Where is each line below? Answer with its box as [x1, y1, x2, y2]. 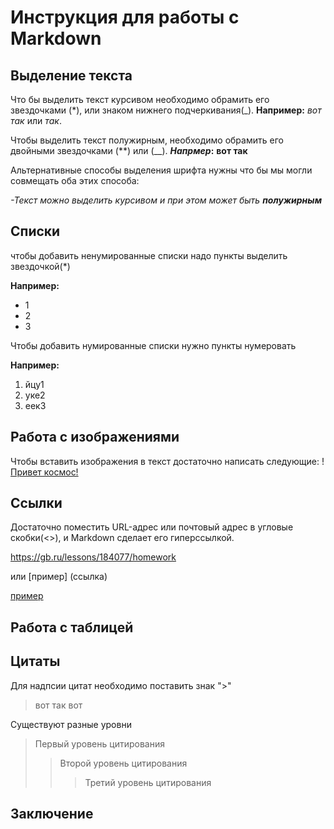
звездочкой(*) [10, 260, 71, 272]
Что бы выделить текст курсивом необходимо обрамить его [10, 94, 270, 105]
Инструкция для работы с [10, 6, 240, 29]
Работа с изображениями [10, 429, 180, 446]
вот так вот [34, 699, 83, 711]
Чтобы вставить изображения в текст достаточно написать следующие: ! [10, 455, 325, 467]
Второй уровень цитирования [59, 757, 188, 769]
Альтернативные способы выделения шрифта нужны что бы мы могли [10, 164, 313, 176]
